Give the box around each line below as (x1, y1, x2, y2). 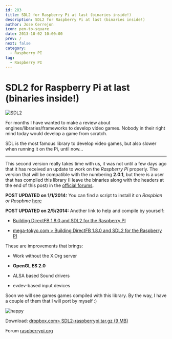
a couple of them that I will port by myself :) (5, 298, 97, 304)
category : (5, 46, 27, 51)
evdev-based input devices (12, 283, 71, 289)
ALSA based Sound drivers (12, 272, 70, 279)
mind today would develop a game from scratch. (5, 131, 107, 137)
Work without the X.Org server (12, 253, 77, 259)
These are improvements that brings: (5, 243, 83, 249)
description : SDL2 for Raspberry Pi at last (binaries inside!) (5, 17, 145, 22)
